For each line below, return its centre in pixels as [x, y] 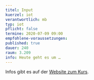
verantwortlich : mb [26, 19]
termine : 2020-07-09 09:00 [34, 34]
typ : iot [15, 24]
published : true [23, 43]
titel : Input [19, 10]
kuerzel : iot [19, 15]
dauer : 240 [17, 48]
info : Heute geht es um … [33, 57]
